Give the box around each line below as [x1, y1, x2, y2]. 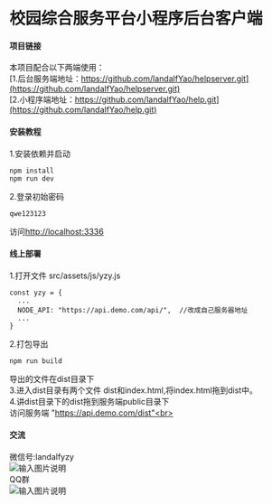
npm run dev [9, 173, 54, 183]
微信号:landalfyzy [9, 452, 75, 462]
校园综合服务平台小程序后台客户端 [9, 8, 264, 29]
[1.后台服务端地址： [9, 73, 81, 84]
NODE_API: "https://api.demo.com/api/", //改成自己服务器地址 [17, 305, 249, 314]
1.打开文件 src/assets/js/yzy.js [9, 270, 121, 281]
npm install [9, 166, 54, 175]
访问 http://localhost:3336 [9, 226, 104, 237]
